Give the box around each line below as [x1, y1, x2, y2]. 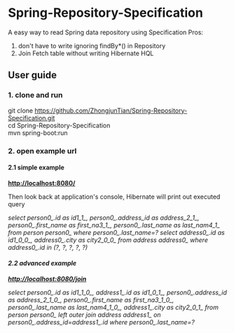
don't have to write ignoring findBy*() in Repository [18, 41, 166, 50]
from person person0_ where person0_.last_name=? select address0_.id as [8, 228, 225, 236]
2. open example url [8, 146, 77, 155]
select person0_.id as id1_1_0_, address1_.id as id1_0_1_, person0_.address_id [8, 288, 227, 297]
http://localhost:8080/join [8, 274, 87, 283]
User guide [8, 69, 57, 81]
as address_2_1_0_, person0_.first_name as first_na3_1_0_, [8, 295, 174, 304]
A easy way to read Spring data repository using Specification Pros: [8, 28, 204, 36]
